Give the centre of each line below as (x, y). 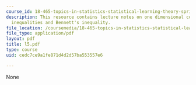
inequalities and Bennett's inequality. (61, 22)
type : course (22, 50)
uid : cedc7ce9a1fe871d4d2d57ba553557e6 (55, 55)
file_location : (24, 28)
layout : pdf (20, 39)
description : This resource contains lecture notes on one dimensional (95, 17)
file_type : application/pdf (40, 33)
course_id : (19, 11)
